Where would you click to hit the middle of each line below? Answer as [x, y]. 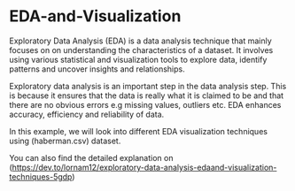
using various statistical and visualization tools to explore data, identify [138, 59]
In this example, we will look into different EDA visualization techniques [139, 131]
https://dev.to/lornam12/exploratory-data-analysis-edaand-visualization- [144, 167]
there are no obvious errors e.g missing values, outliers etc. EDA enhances [145, 104]
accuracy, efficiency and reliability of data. [87, 114]
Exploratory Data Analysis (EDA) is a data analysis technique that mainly [140, 41]
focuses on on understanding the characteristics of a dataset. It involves [141, 50]
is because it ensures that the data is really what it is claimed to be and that [147, 95]
